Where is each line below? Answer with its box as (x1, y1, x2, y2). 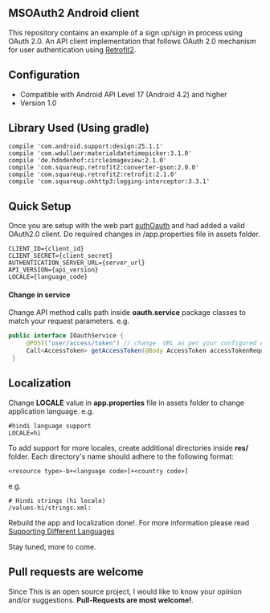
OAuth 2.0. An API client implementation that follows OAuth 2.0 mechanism (8, 36, 257, 46)
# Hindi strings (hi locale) (8, 497, 106, 505)
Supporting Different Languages (8, 526, 115, 536)
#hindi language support (8, 422, 92, 430)
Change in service (8, 289, 71, 300)
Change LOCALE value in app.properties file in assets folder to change (8, 398, 245, 407)
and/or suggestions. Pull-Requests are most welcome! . (8, 595, 194, 605)
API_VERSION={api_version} (8, 266, 99, 274)
